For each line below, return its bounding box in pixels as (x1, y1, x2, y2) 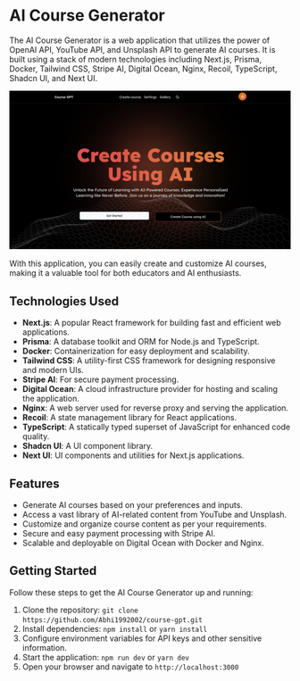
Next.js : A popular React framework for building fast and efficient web (21, 318, 281, 328)
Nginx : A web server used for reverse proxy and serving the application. (21, 403, 288, 413)
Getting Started (9, 563, 97, 578)
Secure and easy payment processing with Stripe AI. (21, 528, 216, 539)
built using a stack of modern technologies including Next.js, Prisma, (9, 54, 262, 64)
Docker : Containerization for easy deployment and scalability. (21, 345, 250, 357)
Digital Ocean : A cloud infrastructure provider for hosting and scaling (21, 384, 279, 394)
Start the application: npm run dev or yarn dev (21, 652, 190, 662)
